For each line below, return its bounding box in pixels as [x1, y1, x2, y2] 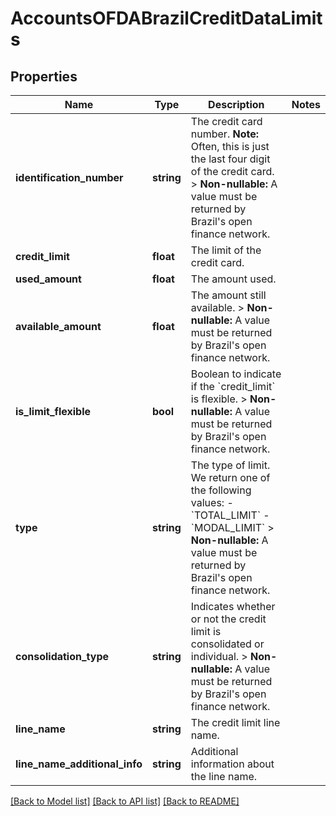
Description [208, 98, 265, 111]
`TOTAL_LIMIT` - [190, 508, 270, 522]
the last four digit [190, 152, 271, 166]
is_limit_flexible [15, 405, 92, 418]
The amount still [190, 288, 267, 302]
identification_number [15, 171, 124, 184]
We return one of [190, 471, 271, 484]
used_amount [15, 272, 82, 286]
